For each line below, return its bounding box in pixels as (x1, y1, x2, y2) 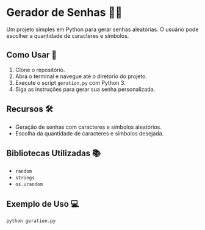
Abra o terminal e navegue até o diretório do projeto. (15, 73, 148, 80)
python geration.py (6, 218, 56, 225)
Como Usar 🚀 (6, 50, 57, 60)
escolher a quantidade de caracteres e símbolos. (6, 32, 129, 39)
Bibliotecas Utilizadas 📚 (6, 148, 101, 158)
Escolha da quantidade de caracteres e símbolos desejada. (15, 129, 164, 137)
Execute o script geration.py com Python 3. (15, 79, 126, 86)
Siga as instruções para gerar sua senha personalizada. (15, 85, 156, 93)
